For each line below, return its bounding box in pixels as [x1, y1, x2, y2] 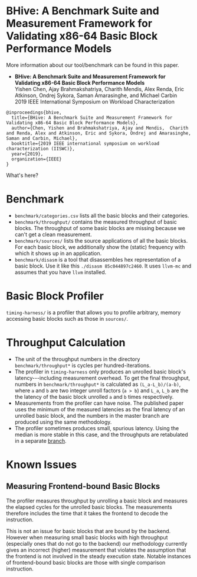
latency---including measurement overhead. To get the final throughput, [14, 374, 191, 381]
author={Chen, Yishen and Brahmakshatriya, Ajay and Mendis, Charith [11, 125, 189, 131]
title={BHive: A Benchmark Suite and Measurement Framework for [11, 114, 173, 121]
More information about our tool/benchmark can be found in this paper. [6, 61, 179, 69]
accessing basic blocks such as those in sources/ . [6, 315, 129, 322]
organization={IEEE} [11, 156, 62, 162]
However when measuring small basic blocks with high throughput [6, 534, 168, 541]
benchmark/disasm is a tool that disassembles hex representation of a [14, 256, 181, 263]
